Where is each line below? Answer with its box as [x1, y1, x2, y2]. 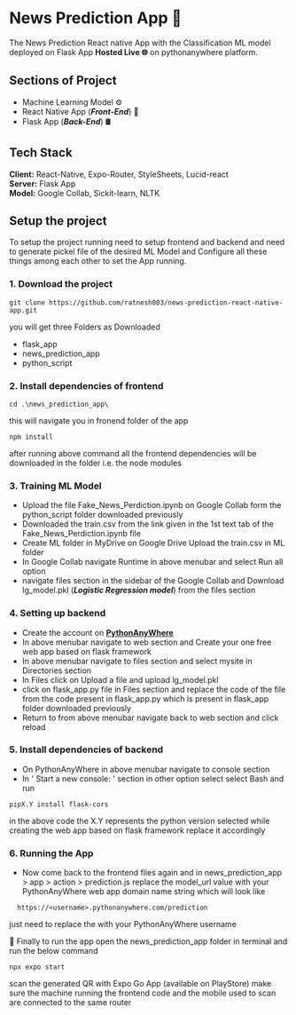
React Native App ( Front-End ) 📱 [21, 106, 139, 116]
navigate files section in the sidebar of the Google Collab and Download [21, 575, 284, 586]
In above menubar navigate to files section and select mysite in [21, 655, 253, 666]
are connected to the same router [9, 997, 132, 1008]
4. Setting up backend [9, 607, 106, 620]
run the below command [9, 946, 99, 956]
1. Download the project [9, 278, 113, 290]
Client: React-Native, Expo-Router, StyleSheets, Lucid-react [9, 169, 229, 179]
